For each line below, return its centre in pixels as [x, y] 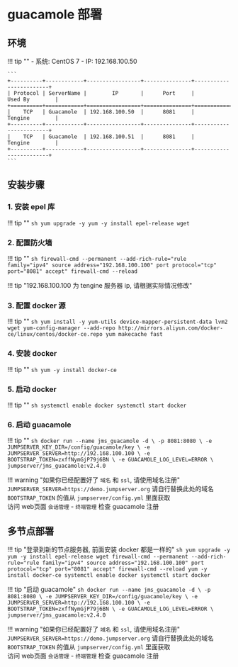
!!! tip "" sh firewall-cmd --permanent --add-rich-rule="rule [97, 258]
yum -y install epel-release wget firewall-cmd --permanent [98, 556]
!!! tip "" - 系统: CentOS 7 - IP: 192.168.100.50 [72, 61]
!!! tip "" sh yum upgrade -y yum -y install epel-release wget [98, 223]
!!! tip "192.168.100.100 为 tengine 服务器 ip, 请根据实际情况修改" [100, 285]
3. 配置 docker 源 [36, 306]
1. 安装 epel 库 [31, 207]
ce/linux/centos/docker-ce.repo [55, 335]
